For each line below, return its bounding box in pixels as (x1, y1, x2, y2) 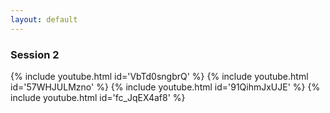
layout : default (10, 14, 78, 25)
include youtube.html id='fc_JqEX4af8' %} (10, 91, 186, 103)
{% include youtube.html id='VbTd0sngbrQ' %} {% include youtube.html (10, 70, 309, 82)
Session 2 (10, 47, 60, 61)
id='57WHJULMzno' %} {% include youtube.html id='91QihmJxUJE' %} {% (10, 81, 321, 93)
